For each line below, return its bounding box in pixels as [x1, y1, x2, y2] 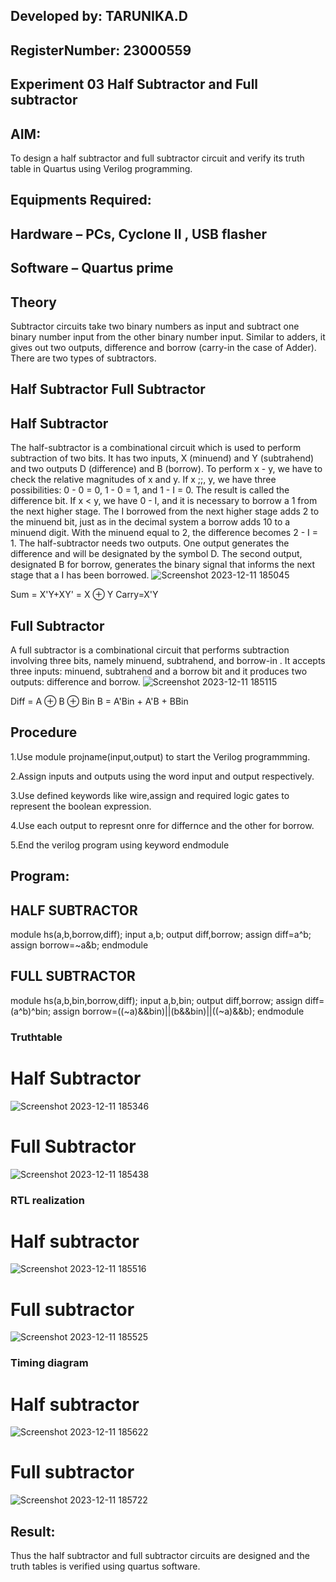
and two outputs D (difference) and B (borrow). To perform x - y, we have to [10, 463, 323, 475]
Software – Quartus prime [10, 260, 174, 277]
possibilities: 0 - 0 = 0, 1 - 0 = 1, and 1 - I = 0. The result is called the [10, 484, 290, 496]
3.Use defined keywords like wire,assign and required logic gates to [10, 789, 290, 801]
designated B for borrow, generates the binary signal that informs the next [10, 559, 315, 571]
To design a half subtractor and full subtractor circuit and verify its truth [10, 152, 305, 164]
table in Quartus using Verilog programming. [10, 162, 193, 174]
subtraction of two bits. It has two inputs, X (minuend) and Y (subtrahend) [10, 452, 315, 464]
